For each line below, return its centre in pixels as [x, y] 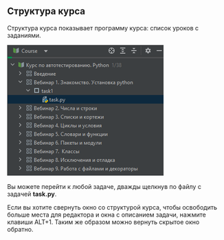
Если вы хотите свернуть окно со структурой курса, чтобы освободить [112, 207]
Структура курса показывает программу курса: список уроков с [103, 28]
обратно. [20, 229]
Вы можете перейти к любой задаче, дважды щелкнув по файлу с [104, 186]
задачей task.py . [32, 194]
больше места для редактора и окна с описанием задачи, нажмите [107, 214]
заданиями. [24, 35]
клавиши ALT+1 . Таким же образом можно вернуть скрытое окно [103, 222]
